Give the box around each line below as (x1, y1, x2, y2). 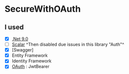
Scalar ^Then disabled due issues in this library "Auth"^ (11, 42, 125, 48)
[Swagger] (11, 47, 34, 53)
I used (4, 23, 24, 31)
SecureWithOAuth (4, 3, 81, 15)
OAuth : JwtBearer (11, 64, 50, 70)
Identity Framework (11, 58, 52, 64)
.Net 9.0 (11, 36, 28, 42)
